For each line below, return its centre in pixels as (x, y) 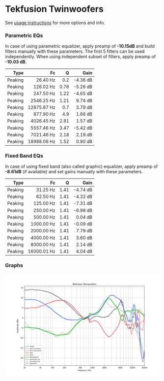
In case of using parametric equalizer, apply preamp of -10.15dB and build (80, 46)
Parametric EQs (24, 35)
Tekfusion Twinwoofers (55, 9)
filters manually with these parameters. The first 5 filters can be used (75, 51)
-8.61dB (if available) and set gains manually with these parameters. (74, 172)
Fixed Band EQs (24, 156)
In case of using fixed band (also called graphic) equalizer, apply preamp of (82, 166)
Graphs (14, 265)
